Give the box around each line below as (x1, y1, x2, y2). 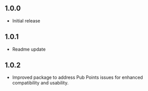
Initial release (12, 17, 40, 24)
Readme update (12, 46, 46, 52)
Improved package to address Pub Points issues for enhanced (12, 74, 143, 81)
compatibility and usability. (12, 80, 69, 86)
